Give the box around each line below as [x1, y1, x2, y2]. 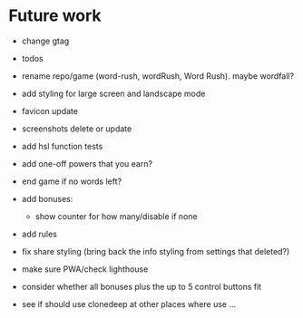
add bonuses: [21, 193, 73, 204]
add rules [21, 228, 58, 239]
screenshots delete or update [21, 123, 132, 134]
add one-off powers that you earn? [21, 158, 153, 169]
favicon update [21, 105, 79, 116]
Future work [8, 5, 102, 26]
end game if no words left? [21, 176, 122, 187]
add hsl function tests [21, 140, 103, 151]
